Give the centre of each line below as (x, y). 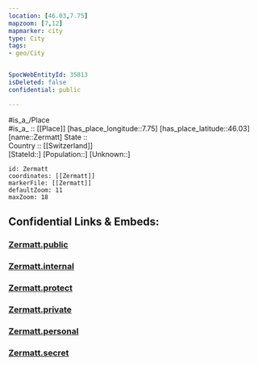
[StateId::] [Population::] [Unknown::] (69, 154)
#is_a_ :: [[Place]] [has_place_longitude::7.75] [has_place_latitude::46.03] (129, 128)
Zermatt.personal (44, 331)
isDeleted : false (37, 82)
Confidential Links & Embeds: (84, 222)
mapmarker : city (35, 31)
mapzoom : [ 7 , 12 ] (35, 23)
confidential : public (45, 89)
